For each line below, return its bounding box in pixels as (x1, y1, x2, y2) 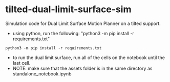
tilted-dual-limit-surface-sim (5, 4, 132, 15)
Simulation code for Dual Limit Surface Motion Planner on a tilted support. (5, 20, 161, 26)
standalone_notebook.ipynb (12, 70, 72, 77)
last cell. (12, 60, 31, 66)
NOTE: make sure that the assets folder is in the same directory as (12, 65, 153, 71)
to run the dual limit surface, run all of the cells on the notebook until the (12, 54, 165, 61)
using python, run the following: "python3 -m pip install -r (12, 30, 135, 36)
